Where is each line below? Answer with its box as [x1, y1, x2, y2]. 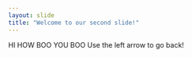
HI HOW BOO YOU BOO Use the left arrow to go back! [8, 40, 184, 49]
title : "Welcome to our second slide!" [8, 19, 140, 27]
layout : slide [8, 11, 55, 20]
